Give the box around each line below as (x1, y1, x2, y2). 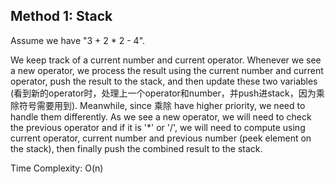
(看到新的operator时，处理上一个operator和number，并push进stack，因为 (10, 87, 317, 99)
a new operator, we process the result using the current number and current (10, 64, 324, 76)
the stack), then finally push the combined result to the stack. (10, 142, 263, 154)
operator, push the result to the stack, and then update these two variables (10, 75, 318, 87)
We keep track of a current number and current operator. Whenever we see (10, 54, 322, 66)
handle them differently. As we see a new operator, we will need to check (10, 110, 312, 123)
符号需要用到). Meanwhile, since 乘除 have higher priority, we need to (18, 99, 306, 111)
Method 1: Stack (10, 8, 113, 25)
